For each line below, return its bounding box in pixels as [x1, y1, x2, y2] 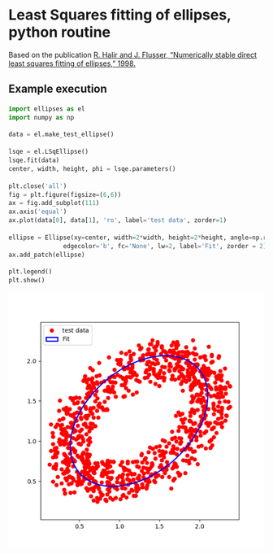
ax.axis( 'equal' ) [8, 207, 67, 216]
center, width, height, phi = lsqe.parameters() [8, 164, 176, 172]
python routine [8, 23, 111, 41]
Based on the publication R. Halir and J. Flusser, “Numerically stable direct [8, 50, 258, 59]
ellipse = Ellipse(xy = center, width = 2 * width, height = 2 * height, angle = [8, 233, 253, 242]
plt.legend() [8, 268, 53, 276]
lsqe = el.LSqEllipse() [8, 148, 89, 156]
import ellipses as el [8, 104, 85, 113]
